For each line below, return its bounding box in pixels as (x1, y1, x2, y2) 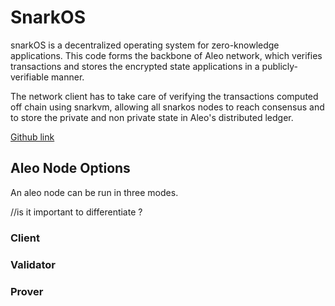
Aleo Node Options (10, 160, 131, 177)
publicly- (261, 60, 299, 72)
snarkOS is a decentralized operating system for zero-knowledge (10, 39, 280, 51)
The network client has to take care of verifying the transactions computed (10, 90, 319, 102)
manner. (51, 71, 85, 83)
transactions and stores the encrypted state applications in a (10, 60, 260, 72)
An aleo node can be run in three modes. (10, 186, 179, 198)
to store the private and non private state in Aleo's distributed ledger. (10, 111, 294, 123)
